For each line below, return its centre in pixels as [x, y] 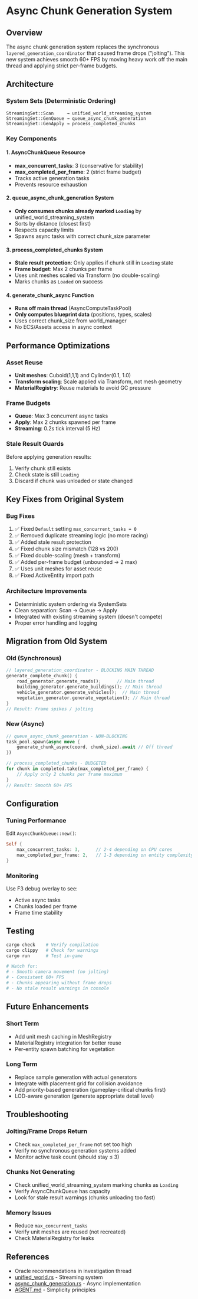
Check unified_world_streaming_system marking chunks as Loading [96, 1184]
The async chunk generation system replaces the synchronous [82, 47]
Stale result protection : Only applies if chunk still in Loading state [94, 263]
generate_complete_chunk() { [42, 676]
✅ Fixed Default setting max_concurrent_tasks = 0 [76, 529]
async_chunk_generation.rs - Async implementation [78, 1283]
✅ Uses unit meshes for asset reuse [58, 569]
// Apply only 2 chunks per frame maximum [70, 774]
